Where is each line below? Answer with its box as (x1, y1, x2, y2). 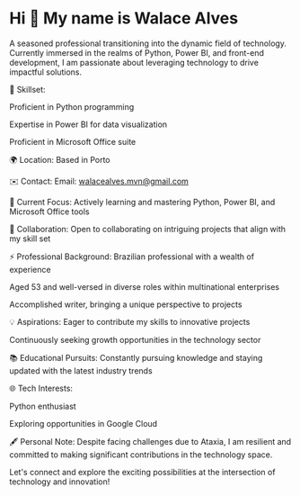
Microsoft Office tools (9, 206, 90, 217)
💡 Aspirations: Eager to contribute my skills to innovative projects (9, 316, 251, 327)
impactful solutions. (9, 67, 83, 77)
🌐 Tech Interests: (9, 383, 74, 393)
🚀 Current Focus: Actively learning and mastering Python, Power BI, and (9, 196, 276, 207)
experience (9, 264, 51, 275)
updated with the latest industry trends (9, 365, 153, 376)
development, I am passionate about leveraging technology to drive (9, 57, 259, 68)
